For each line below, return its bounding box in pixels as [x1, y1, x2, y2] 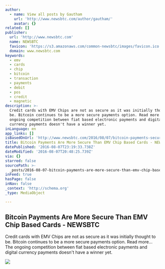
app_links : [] [5, 131, 34, 136]
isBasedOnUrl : [5, 135, 34, 140]
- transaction [9, 76, 38, 81]
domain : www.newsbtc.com [9, 48, 60, 53]
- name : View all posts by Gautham [9, 12, 82, 17]
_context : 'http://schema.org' [5, 186, 69, 191]
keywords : [5, 53, 26, 58]
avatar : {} [14, 21, 36, 26]
